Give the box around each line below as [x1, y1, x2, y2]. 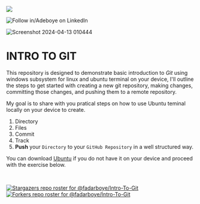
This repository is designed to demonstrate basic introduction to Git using [6, 69, 188, 76]
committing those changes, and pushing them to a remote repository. [6, 88, 177, 95]
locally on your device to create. [6, 106, 86, 113]
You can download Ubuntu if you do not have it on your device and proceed [6, 154, 193, 162]
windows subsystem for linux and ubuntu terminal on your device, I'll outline [6, 75, 194, 83]
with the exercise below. [6, 161, 66, 168]
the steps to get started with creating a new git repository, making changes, [6, 81, 193, 89]
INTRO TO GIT [6, 50, 77, 63]
